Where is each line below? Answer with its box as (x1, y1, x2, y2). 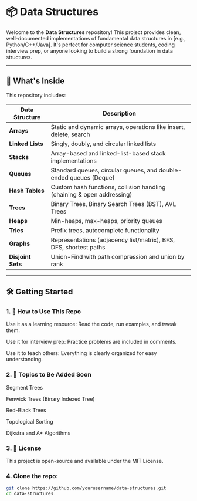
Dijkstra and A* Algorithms (6, 429, 71, 436)
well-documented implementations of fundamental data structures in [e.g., (6, 35, 186, 42)
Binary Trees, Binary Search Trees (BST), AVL (50, 199, 176, 208)
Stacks (9, 153, 29, 161)
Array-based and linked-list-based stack (50, 149, 166, 157)
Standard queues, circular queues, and (50, 166, 158, 174)
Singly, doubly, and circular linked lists (50, 140, 157, 148)
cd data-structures (6, 491, 54, 497)
